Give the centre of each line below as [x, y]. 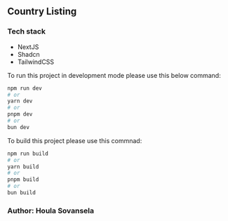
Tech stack [26, 32]
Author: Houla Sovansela [51, 210]
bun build [22, 193]
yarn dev [20, 101]
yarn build [23, 167]
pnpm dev [20, 114]
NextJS [28, 47]
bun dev [19, 127]
